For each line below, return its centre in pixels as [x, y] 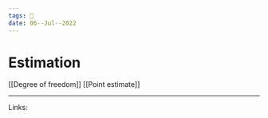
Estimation [45, 63]
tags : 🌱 [21, 16]
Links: [18, 108]
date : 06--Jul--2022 [43, 23]
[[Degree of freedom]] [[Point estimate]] [74, 85]
